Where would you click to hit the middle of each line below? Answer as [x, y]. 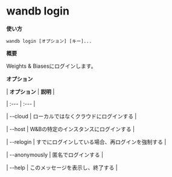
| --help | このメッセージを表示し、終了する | [62, 167]
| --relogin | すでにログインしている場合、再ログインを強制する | [86, 142]
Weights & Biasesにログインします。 [51, 66]
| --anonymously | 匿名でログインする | [55, 155]
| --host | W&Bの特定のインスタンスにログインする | [70, 129]
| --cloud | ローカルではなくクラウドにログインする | [72, 116]
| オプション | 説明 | [30, 91]
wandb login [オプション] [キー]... [49, 41]
